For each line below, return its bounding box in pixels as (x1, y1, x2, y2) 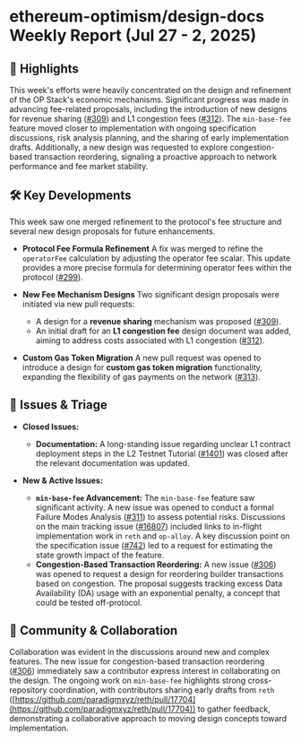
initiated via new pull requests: (21, 298, 135, 309)
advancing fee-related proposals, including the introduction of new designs (9, 104, 288, 114)
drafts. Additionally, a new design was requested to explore (9, 142, 228, 152)
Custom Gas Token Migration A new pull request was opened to (21, 352, 262, 363)
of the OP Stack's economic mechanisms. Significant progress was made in (9, 94, 289, 105)
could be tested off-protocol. (35, 597, 142, 608)
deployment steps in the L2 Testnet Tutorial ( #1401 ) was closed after (35, 448, 288, 459)
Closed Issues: (21, 421, 80, 432)
